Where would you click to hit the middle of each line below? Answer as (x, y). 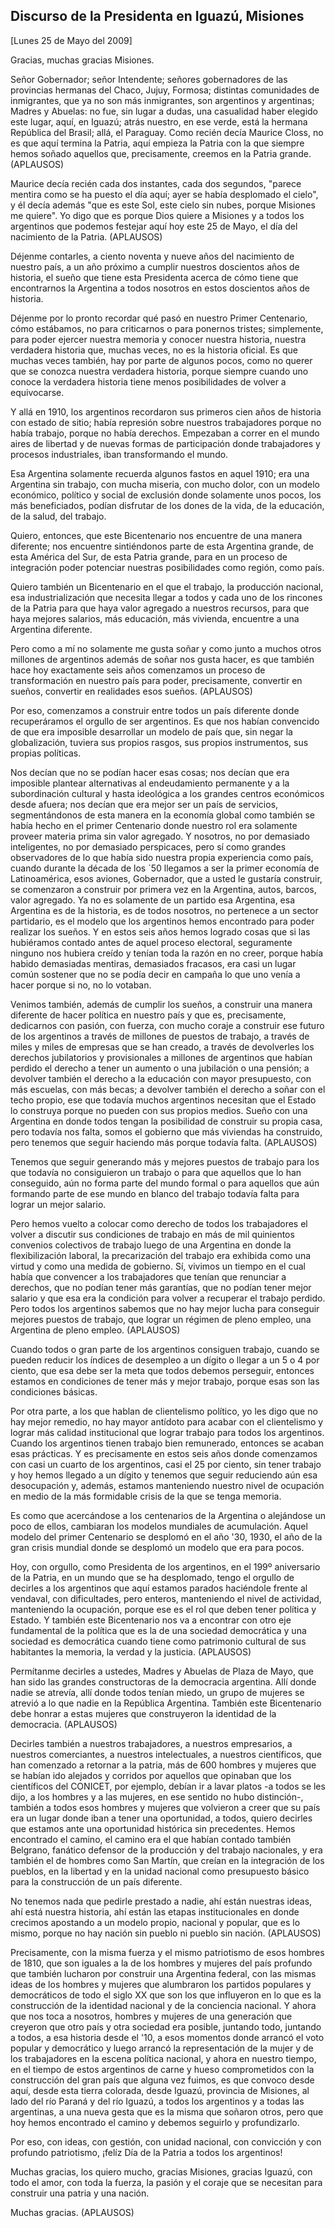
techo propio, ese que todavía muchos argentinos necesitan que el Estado (163, 1100)
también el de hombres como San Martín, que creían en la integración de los (167, 1860)
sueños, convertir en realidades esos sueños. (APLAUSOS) (131, 691)
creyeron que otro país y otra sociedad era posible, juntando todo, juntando (166, 2026)
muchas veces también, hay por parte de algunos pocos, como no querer (161, 360)
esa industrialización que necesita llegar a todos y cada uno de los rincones (166, 597)
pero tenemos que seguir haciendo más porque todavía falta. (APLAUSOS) (164, 1142)
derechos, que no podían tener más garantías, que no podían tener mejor (161, 1287)
